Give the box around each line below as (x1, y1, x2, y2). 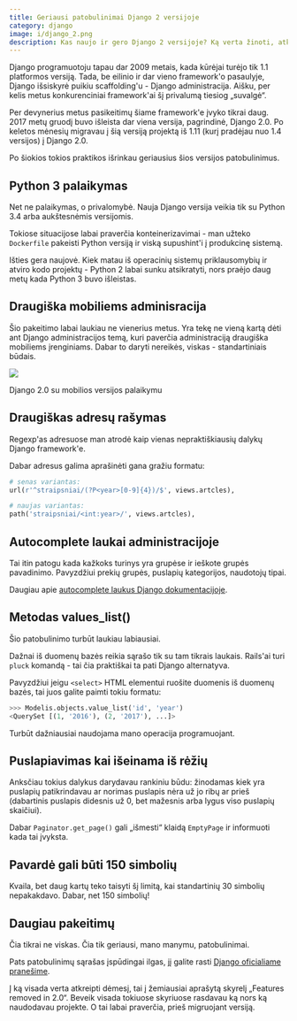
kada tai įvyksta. (9, 832, 69, 842)
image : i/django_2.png (9, 29, 93, 38)
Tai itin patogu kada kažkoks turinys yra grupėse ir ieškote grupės (9, 558, 249, 568)
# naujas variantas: (9, 502, 86, 510)
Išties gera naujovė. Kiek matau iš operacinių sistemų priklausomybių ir (9, 255, 268, 265)
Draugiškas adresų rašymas (9, 411, 167, 426)
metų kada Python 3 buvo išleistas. (9, 273, 137, 284)
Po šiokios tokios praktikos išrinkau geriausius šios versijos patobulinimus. (9, 152, 280, 164)
